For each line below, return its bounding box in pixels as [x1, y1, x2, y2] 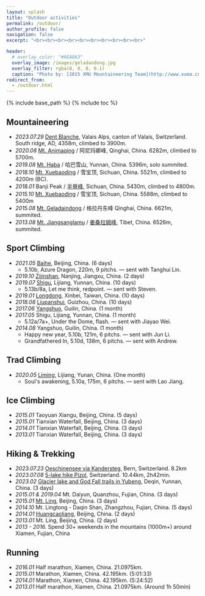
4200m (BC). [15, 175, 48, 183]
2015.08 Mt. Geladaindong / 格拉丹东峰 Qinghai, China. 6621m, [15, 204, 173, 211]
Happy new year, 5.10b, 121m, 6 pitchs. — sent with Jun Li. [24, 330, 171, 338]
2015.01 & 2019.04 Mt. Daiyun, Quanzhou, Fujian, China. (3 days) [15, 491, 178, 498]
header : [6, 48, 26, 55]
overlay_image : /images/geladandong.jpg [12, 59, 116, 66]
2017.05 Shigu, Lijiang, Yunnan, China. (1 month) [15, 311, 136, 318]
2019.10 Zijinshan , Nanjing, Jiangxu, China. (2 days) [15, 272, 145, 280]
